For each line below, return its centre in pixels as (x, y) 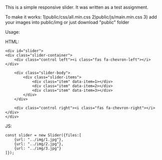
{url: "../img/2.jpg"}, (39, 144)
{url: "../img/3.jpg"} (38, 148)
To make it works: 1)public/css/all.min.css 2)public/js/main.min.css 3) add (81, 17)
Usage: (12, 32)
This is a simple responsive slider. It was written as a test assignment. (77, 7)
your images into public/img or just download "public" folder (67, 22)
